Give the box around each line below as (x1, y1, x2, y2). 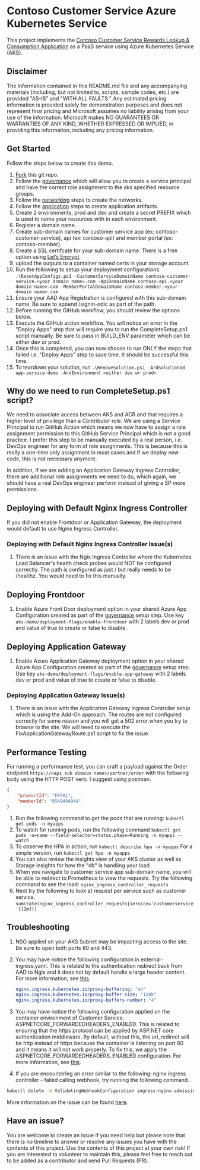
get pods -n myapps (15, 821, 64, 827)
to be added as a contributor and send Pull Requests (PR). (7, 1157, 149, 1164)
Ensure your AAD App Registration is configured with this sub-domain (15, 294, 186, 301)
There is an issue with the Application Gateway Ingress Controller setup (15, 705, 191, 712)
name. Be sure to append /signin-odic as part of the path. (15, 300, 156, 308)
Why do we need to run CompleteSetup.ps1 (7, 385, 170, 396)
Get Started (7, 144, 50, 154)
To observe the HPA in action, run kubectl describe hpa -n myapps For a (15, 843, 193, 850)
